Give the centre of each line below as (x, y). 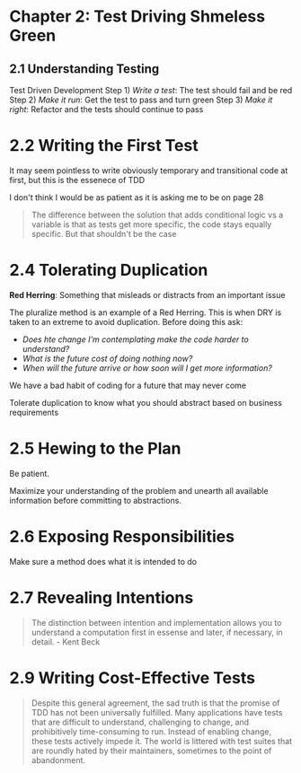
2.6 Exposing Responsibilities (122, 537)
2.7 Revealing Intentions (102, 597)
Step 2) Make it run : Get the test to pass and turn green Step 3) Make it (141, 100)
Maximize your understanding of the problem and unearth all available (139, 490)
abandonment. (58, 760)
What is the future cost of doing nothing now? (107, 358)
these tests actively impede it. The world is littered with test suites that (162, 741)
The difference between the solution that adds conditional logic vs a (157, 215)
